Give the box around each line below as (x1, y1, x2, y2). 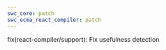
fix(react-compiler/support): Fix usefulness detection (7, 35, 160, 43)
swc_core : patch (7, 10, 54, 17)
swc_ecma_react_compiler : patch (7, 16, 101, 23)
